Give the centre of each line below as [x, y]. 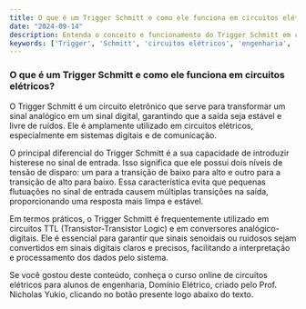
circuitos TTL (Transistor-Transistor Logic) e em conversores [123, 228]
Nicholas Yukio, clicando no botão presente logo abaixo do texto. [132, 294]
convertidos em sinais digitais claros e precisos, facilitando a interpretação [150, 247]
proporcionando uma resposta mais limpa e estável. [107, 201]
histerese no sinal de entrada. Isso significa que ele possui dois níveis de [146, 162]
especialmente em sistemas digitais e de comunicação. [113, 135]
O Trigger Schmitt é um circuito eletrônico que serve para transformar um [148, 106]
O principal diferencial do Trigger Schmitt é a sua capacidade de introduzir [149, 153]
